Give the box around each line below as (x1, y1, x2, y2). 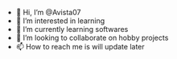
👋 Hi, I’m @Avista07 (15, 8, 81, 17)
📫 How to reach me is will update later (15, 42, 145, 51)
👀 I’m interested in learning (15, 16, 105, 26)
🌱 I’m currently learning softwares (15, 25, 129, 33)
